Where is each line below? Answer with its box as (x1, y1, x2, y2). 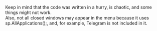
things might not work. (5, 9, 52, 15)
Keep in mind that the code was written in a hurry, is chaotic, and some (5, 4, 152, 10)
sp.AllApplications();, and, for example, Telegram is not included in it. (5, 20, 147, 26)
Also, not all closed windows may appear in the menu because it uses (5, 15, 149, 20)
